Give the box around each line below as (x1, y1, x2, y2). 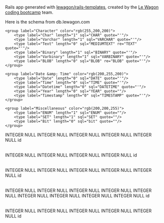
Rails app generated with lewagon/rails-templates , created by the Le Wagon (5, 4, 159, 10)
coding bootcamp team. (5, 9, 54, 15)
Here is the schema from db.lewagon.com (5, 19, 90, 25)
